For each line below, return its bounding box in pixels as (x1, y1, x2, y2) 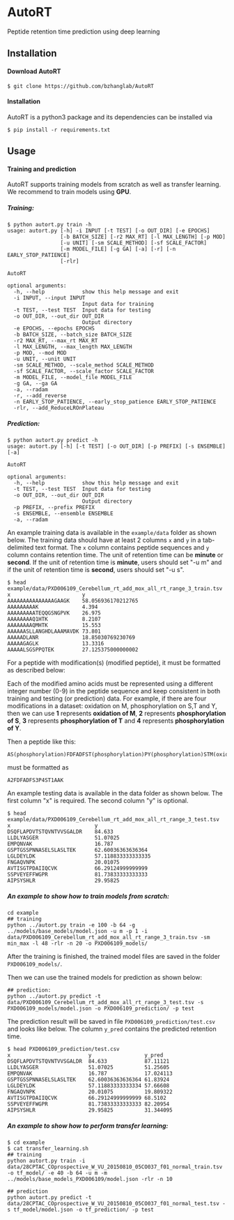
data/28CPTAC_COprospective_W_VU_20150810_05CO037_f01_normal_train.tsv (7, 1163, 223, 1170)
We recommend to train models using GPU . (7, 188, 132, 196)
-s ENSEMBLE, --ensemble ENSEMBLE (13, 510, 114, 517)
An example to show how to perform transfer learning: (7, 1122, 169, 1130)
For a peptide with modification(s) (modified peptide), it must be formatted (7, 659, 221, 667)
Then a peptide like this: (7, 737, 77, 746)
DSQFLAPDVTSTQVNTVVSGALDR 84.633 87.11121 (7, 1058, 170, 1065)
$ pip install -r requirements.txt (7, 126, 111, 133)
